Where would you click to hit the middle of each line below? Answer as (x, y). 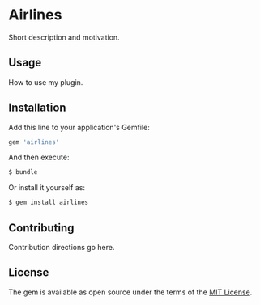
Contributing (41, 228)
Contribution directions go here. (62, 247)
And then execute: (39, 157)
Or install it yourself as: (47, 188)
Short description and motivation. (64, 37)
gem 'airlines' (34, 142)
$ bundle (23, 172)
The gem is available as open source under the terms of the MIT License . (130, 292)
